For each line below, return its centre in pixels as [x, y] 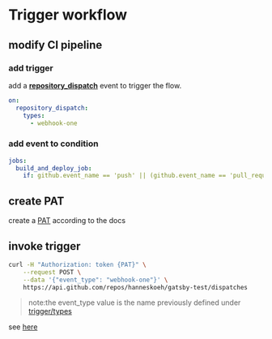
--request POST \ [52, 272]
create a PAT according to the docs [67, 221]
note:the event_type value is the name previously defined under [134, 303]
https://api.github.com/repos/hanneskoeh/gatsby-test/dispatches [136, 287]
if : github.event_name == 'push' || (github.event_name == [125, 176]
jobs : [17, 161]
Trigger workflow [68, 15]
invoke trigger [45, 246]
